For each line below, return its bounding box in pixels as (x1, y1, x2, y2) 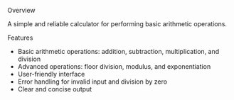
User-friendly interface (17, 70, 85, 78)
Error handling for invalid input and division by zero (17, 77, 168, 86)
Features (7, 33, 33, 42)
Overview (7, 6, 36, 14)
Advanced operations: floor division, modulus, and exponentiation (17, 62, 211, 70)
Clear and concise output (17, 85, 92, 93)
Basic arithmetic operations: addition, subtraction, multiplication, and (17, 48, 219, 55)
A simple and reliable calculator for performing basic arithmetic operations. (7, 20, 228, 28)
